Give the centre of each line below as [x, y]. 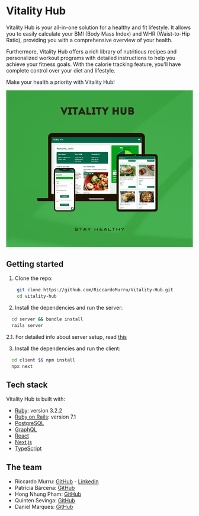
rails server [28, 325]
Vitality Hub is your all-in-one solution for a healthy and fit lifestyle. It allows [99, 27]
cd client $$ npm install [44, 360]
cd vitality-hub [37, 296]
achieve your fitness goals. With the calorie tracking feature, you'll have [94, 64]
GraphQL [26, 430]
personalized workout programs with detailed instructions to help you [91, 58]
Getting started [35, 264]
